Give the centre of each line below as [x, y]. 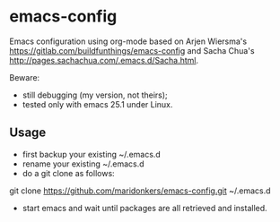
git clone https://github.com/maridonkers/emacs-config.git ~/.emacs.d [140, 191]
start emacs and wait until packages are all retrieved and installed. [144, 208]
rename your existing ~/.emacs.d [83, 164]
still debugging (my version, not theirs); [95, 95]
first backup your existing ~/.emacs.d [92, 154]
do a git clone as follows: [68, 173]
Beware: [25, 77]
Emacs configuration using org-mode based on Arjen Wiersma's [128, 41]
